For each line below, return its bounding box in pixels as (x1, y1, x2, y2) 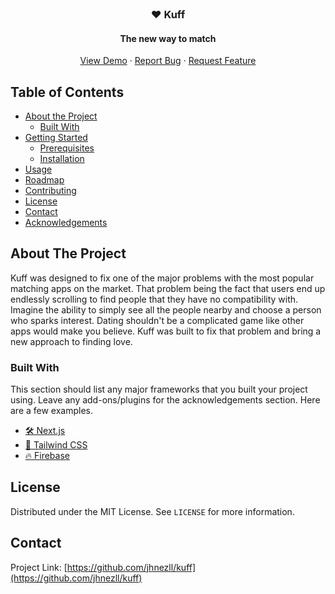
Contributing (24, 184, 77, 196)
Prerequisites (39, 142, 95, 154)
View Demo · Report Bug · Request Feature (79, 55, 257, 67)
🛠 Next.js (24, 425, 66, 437)
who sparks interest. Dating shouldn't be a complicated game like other (10, 314, 305, 326)
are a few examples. (10, 405, 94, 417)
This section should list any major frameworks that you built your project (10, 383, 308, 396)
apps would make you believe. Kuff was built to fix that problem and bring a (10, 325, 322, 337)
